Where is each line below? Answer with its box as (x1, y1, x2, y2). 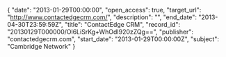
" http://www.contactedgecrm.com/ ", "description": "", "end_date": (7, 13, 197, 21)
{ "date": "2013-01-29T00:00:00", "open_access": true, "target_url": (7, 6, 202, 14)
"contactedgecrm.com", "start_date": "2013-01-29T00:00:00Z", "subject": (7, 35, 220, 43)
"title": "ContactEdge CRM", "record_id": (65, 21, 181, 28)
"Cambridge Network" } (7, 43, 76, 50)
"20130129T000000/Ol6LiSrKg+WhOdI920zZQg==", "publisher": (7, 27, 193, 36)
